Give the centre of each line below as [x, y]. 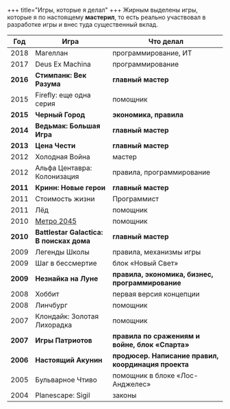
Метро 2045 [56, 221]
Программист [136, 199]
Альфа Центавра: [64, 168]
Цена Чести [55, 145]
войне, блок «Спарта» [151, 344]
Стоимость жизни [65, 199]
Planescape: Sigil [63, 395]
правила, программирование [162, 172]
